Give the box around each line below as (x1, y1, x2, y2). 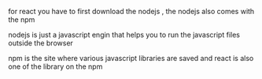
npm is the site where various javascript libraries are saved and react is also (8, 54, 254, 63)
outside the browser (8, 38, 73, 48)
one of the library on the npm (8, 62, 103, 71)
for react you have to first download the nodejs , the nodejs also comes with (8, 7, 255, 16)
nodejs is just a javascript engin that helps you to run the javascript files (8, 31, 240, 39)
